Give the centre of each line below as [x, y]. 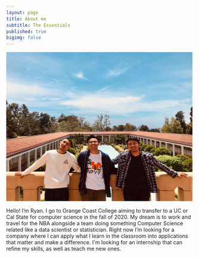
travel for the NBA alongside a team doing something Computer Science [95, 223]
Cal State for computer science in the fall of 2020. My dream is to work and [99, 217]
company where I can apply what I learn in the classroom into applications [97, 236]
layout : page [22, 13]
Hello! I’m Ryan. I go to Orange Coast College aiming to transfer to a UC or [97, 211]
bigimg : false [24, 38]
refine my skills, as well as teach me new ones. [64, 249]
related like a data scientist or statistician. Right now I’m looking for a [90, 230]
